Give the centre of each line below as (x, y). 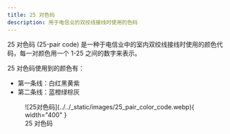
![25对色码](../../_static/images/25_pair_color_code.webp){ (110, 106)
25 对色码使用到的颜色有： (46, 68)
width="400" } (46, 115)
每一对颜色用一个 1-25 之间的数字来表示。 (80, 53)
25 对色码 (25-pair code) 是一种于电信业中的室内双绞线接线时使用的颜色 (112, 44)
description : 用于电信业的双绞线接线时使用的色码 (73, 22)
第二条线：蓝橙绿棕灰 (48, 92)
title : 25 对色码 (31, 15)
